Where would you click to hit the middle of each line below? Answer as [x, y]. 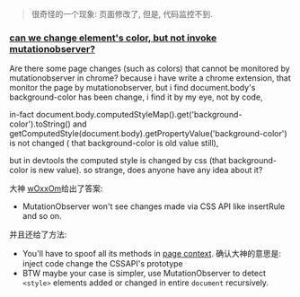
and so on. [42, 216]
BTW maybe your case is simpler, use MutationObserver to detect [144, 274]
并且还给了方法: [38, 235]
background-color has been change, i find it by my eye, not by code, [136, 97]
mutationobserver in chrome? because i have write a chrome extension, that [150, 78]
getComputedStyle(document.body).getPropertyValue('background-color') [148, 134]
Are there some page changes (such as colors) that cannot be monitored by [150, 69]
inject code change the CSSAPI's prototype [103, 264]
